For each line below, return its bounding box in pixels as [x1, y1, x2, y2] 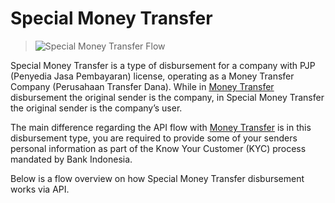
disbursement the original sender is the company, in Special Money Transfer [10, 91, 325, 103]
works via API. [10, 183, 70, 195]
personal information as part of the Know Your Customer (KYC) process [10, 142, 307, 154]
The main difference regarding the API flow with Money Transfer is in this [10, 121, 312, 133]
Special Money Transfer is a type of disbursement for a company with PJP [10, 59, 316, 71]
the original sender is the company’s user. [10, 102, 183, 114]
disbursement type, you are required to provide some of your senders [10, 132, 298, 144]
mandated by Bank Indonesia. [10, 153, 133, 165]
